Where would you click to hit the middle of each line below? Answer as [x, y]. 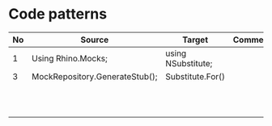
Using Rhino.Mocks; [70, 58]
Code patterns [58, 14]
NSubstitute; [189, 63]
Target [195, 40]
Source [95, 40]
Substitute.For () [195, 76]
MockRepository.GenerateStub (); [95, 76]
